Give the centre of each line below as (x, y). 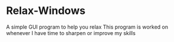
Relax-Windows (46, 11)
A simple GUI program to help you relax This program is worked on (87, 27)
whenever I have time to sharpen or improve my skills (71, 33)
